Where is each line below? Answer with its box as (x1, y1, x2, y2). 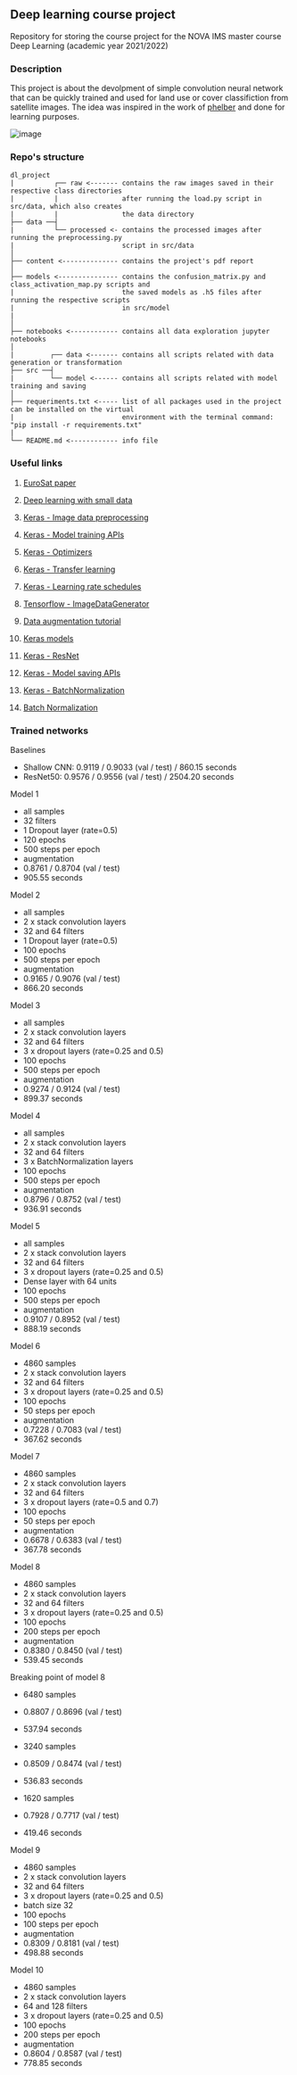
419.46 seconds (22, 1828, 83, 1838)
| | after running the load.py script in (10, 194, 262, 203)
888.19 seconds (22, 1324, 81, 1334)
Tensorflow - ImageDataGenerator (22, 598, 150, 609)
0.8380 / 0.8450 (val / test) (22, 1645, 123, 1656)
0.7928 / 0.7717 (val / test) (22, 1810, 120, 1821)
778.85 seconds (22, 2058, 83, 2068)
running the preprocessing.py (10, 234, 123, 243)
